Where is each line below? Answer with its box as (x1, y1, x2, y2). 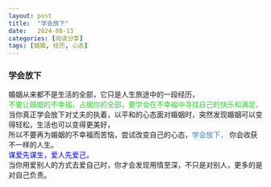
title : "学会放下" (8, 19, 69, 27)
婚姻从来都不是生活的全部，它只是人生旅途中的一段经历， (8, 89, 199, 99)
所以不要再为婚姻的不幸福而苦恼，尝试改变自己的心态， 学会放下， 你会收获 (8, 130, 258, 139)
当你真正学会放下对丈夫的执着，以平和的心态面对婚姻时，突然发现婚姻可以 (8, 110, 256, 119)
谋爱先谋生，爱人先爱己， (8, 150, 94, 160)
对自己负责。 (8, 170, 51, 180)
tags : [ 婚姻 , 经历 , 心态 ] (8, 42, 89, 50)
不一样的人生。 (8, 140, 58, 150)
